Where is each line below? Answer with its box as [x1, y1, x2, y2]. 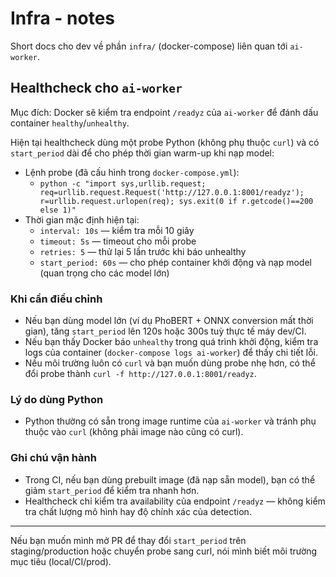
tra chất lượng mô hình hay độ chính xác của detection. [24, 505, 252, 517]
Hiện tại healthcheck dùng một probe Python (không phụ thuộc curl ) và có [10, 136, 320, 148]
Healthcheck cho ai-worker [10, 80, 183, 97]
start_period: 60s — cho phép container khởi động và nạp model [39, 256, 312, 268]
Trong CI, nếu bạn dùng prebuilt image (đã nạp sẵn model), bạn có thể [24, 473, 316, 486]
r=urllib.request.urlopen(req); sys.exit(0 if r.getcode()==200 [39, 196, 314, 206]
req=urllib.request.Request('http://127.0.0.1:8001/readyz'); [39, 187, 305, 197]
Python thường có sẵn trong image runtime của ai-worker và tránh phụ [24, 415, 317, 427]
